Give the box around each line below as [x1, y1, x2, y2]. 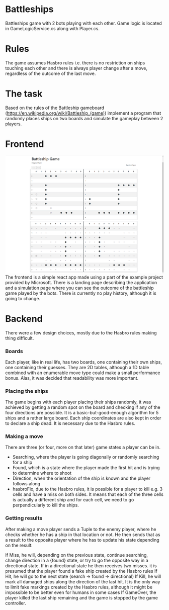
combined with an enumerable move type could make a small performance [5, 370, 160, 376]
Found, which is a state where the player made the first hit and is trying [12, 465, 160, 471]
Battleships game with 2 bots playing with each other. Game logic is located [5, 20, 162, 26]
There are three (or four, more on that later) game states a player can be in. [5, 444, 161, 451]
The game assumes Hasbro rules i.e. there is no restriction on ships [5, 59, 145, 66]
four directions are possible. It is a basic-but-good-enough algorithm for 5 [5, 410, 159, 416]
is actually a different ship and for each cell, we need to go [12, 497, 134, 503]
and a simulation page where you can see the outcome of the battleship [5, 285, 154, 291]
